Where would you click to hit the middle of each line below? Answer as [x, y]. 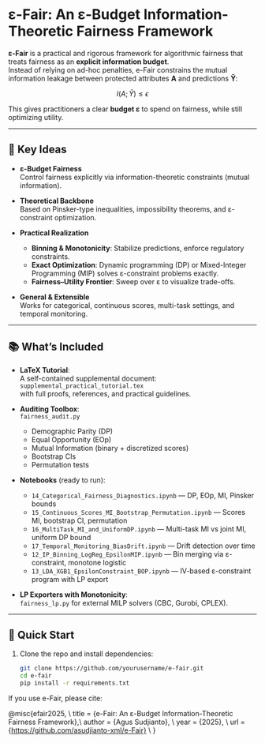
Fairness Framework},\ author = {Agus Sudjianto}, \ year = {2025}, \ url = [127, 722]
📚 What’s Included [56, 347]
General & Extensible [54, 297]
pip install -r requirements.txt [75, 683]
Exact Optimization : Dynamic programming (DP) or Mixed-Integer [139, 265]
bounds [44, 504]
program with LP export [70, 579]
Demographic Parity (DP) [72, 431]
